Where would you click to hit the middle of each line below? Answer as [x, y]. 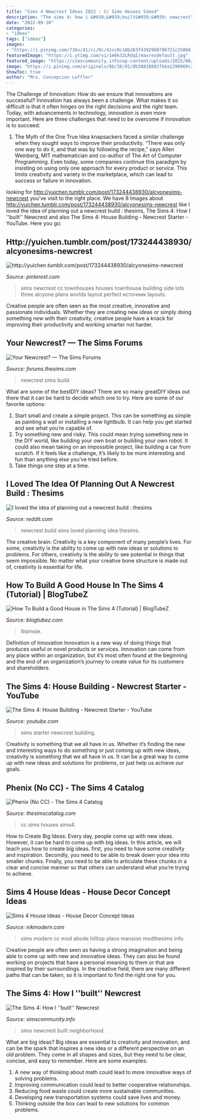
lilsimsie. [31, 632]
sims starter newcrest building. [58, 733]
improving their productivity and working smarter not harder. [80, 324]
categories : [21, 28]
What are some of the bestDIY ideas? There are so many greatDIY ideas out [98, 391]
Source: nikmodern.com [35, 927]
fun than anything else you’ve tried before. [66, 459]
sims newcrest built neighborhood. [62, 1030]
